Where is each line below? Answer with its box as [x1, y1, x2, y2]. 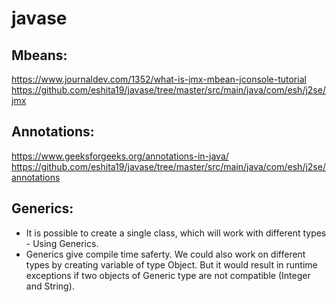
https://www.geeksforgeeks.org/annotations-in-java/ [11, 150, 229, 162]
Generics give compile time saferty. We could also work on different [25, 248, 306, 260]
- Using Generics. [25, 237, 99, 249]
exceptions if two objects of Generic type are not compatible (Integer [25, 269, 311, 281]
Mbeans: [11, 47, 68, 64]
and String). [25, 280, 75, 292]
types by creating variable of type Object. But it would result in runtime [25, 258, 318, 271]
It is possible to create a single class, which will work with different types [25, 227, 327, 239]
